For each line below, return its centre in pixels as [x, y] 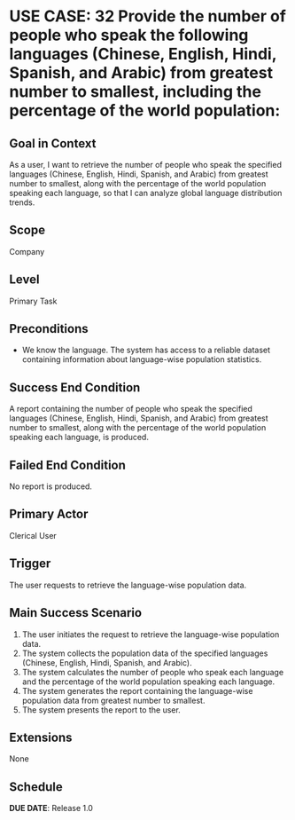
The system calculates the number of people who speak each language [153, 672]
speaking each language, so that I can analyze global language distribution [146, 193]
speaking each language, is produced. [79, 438]
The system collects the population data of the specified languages [145, 653]
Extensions [41, 737]
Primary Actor [49, 514]
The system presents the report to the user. [101, 710]
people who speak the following [129, 35]
